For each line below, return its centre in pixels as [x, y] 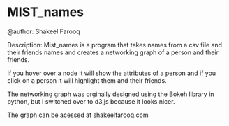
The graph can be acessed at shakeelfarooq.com [78, 115]
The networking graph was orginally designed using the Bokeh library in [111, 94]
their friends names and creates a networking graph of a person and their [113, 52]
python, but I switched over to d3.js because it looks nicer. [91, 101]
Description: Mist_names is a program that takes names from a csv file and [114, 45]
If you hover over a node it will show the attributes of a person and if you [112, 73]
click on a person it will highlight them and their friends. [87, 80]
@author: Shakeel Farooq [44, 31]
